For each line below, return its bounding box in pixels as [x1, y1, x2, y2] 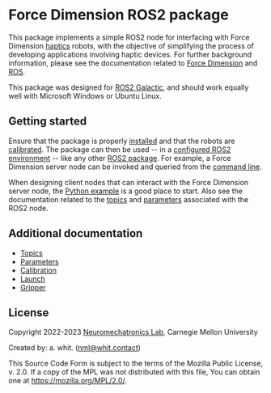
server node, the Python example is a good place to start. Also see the [8, 186, 243, 196]
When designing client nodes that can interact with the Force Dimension [8, 177, 249, 187]
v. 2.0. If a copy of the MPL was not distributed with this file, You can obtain [8, 367, 260, 377]
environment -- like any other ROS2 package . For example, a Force [8, 153, 231, 163]
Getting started [8, 115, 87, 129]
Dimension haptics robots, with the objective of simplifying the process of [8, 40, 255, 50]
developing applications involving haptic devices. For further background [8, 49, 252, 59]
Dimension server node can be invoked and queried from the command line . [8, 162, 263, 171]
